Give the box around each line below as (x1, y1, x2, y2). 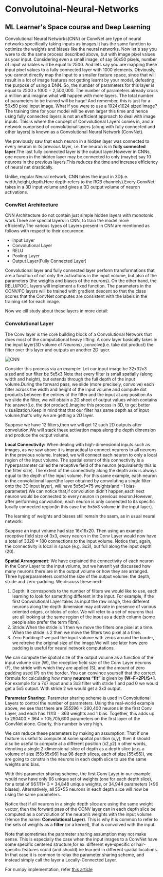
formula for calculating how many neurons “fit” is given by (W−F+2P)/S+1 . (5, 675, 156, 681)
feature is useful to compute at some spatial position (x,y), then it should (5, 735, 150, 741)
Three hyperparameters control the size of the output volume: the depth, (5, 573, 151, 579)
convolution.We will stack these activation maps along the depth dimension (5, 427, 156, 433)
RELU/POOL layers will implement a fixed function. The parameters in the (5, 283, 152, 289)
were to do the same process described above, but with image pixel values (5, 51, 155, 57)
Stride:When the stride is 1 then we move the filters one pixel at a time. (12, 624, 154, 630)
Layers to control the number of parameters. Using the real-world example (5, 700, 155, 706)
